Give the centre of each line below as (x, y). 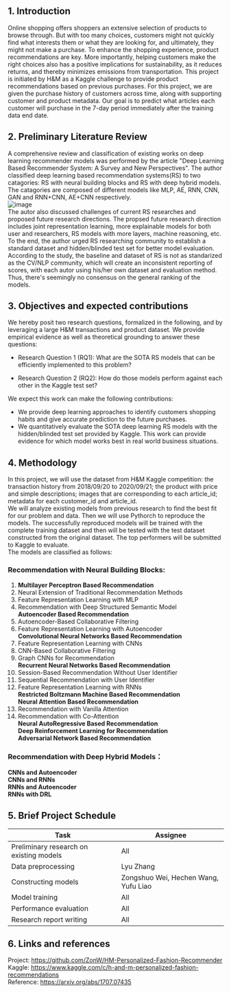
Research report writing (49, 920)
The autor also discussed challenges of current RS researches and (102, 211)
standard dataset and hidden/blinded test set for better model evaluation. (111, 248)
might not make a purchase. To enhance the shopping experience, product (113, 49)
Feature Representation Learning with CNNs (80, 643)
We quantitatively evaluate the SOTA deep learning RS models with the (118, 427)
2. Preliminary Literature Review (78, 137)
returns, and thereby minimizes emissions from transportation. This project (113, 71)
